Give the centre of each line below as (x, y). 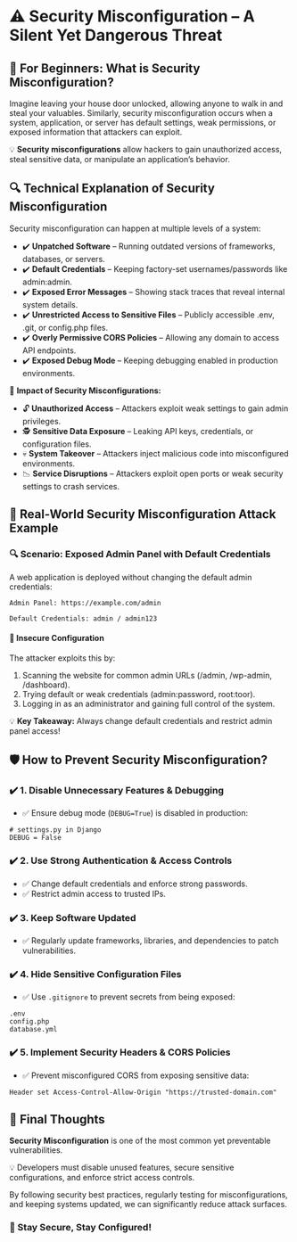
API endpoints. (49, 350)
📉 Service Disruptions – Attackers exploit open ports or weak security (153, 473)
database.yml (33, 1030)
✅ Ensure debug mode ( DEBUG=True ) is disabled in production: (135, 813)
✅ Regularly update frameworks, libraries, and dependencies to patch (150, 940)
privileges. (41, 421)
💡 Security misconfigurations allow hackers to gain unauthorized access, (146, 149)
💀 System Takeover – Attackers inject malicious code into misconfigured (155, 453)
